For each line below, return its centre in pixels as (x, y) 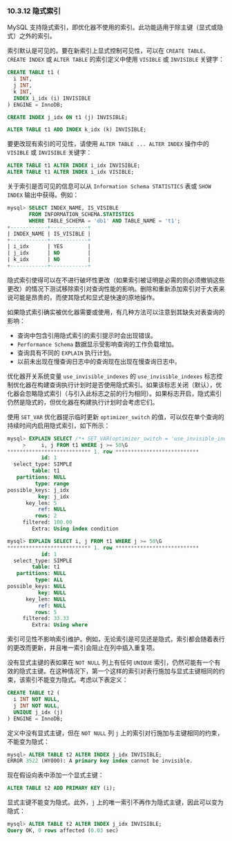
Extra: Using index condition (75, 529)
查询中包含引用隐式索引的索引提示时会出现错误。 (87, 335)
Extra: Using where (60, 625)
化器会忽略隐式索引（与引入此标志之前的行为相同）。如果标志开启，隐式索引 (115, 393)
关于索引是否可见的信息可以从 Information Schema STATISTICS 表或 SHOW (109, 186)
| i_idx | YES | (49, 247)
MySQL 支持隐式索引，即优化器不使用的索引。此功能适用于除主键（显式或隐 (115, 27)
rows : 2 (46, 516)
